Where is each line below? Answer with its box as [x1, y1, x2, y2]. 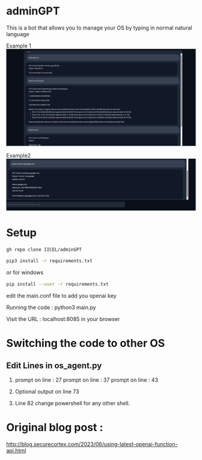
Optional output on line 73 [14, 388, 79, 395]
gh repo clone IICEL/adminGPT [6, 247, 82, 253]
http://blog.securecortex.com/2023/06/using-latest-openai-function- [6, 441, 179, 448]
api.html [6, 447, 26, 455]
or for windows [6, 269, 44, 276]
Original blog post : [6, 421, 103, 434]
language [6, 30, 29, 37]
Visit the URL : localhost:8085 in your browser [6, 316, 120, 323]
